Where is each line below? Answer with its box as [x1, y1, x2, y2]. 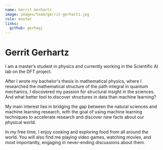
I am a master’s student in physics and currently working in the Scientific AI [5, 63, 159, 69]
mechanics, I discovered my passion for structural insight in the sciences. [5, 89, 155, 95]
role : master [5, 16, 32, 21]
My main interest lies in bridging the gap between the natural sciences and [5, 103, 157, 109]
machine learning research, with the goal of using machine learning [5, 109, 142, 115]
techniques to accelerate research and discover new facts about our [5, 114, 144, 120]
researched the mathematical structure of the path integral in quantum [5, 84, 148, 90]
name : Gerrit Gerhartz [5, 7, 52, 12]
